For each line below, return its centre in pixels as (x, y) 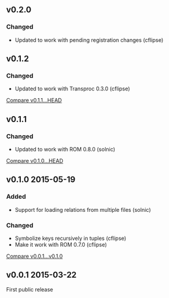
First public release (30, 289)
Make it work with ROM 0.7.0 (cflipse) (61, 245)
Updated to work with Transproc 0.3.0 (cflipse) (72, 89)
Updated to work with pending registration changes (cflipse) (89, 40)
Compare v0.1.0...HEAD (35, 161)
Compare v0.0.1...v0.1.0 (35, 256)
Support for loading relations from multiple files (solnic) (83, 209)
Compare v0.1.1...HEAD (34, 101)
